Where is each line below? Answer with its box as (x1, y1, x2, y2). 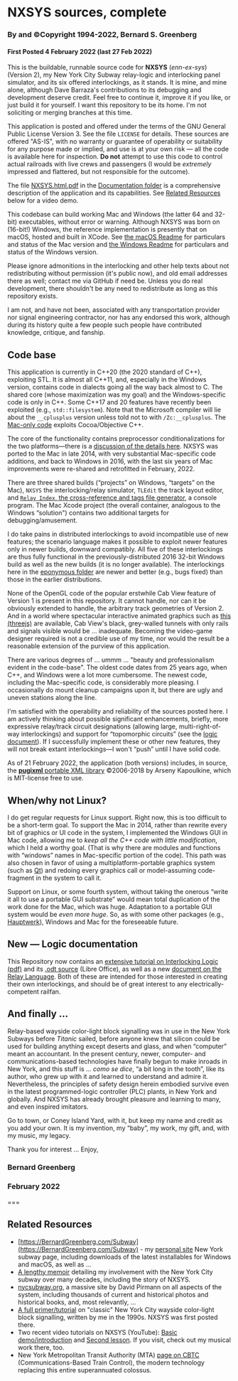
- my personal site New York (139, 1245, 224, 1253)
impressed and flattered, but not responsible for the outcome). (7, 168, 190, 176)
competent (7, 987, 39, 996)
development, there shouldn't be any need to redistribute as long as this (7, 284, 218, 293)
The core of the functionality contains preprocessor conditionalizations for (7, 434, 225, 443)
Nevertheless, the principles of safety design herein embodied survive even (7, 1080, 229, 1088)
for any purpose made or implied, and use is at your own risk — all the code (7, 145, 229, 154)
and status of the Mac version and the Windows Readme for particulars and (7, 240, 229, 249)
